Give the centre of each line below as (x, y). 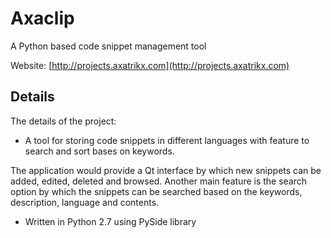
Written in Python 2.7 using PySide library (110, 221)
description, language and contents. (85, 202)
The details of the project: (63, 121)
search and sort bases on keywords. (99, 151)
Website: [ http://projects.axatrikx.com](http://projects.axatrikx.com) (150, 65)
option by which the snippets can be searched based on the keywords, (156, 191)
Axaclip (42, 18)
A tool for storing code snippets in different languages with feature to (167, 140)
